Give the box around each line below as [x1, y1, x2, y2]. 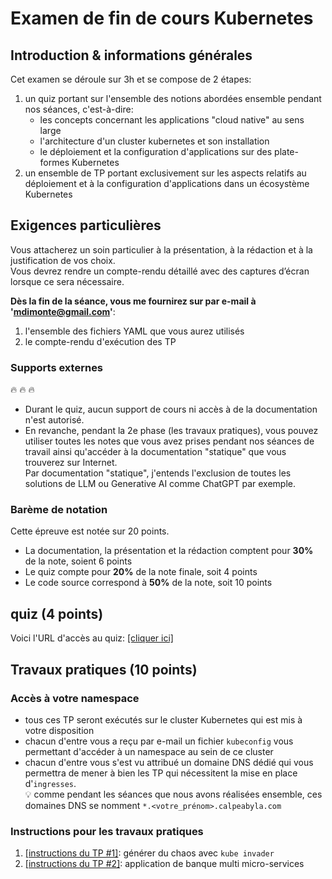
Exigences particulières [10, 217, 162, 234]
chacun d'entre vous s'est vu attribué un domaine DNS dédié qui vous [24, 756, 314, 768]
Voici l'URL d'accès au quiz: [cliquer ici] [10, 632, 174, 644]
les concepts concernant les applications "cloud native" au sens [39, 114, 305, 126]
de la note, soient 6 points [24, 555, 133, 567]
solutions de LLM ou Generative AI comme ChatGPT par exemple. [24, 478, 296, 490]
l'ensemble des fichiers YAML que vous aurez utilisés [24, 325, 245, 337]
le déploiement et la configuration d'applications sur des [39, 146, 273, 157]
